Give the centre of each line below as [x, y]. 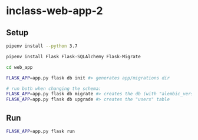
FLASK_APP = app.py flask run [41, 131]
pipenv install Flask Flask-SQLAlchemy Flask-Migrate [74, 56]
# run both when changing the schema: [54, 89]
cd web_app [19, 67]
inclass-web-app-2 [55, 11]
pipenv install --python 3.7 [42, 46]
